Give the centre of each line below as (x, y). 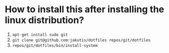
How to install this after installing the (85, 9)
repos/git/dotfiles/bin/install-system (55, 45)
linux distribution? (44, 20)
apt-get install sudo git (40, 35)
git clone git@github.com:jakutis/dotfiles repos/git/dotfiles (81, 40)
